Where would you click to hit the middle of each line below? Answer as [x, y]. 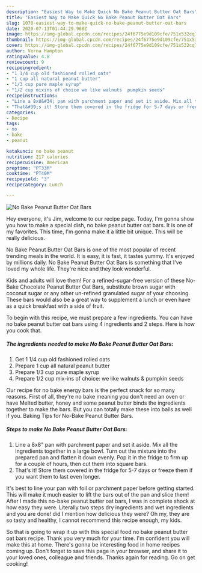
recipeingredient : [29, 68]
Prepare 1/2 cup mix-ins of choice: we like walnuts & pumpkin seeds [99, 378]
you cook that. [24, 330]
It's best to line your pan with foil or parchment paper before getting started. [101, 488]
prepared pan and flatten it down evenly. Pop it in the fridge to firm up [101, 457]
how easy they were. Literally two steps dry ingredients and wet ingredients [100, 507]
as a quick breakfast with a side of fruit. [55, 306]
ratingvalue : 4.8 [28, 57]
